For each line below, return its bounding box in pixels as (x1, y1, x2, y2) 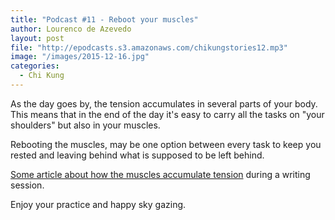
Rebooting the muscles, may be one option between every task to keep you (10, 138, 322, 150)
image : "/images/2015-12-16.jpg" (10, 52, 150, 62)
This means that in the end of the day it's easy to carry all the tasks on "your (10, 108, 325, 120)
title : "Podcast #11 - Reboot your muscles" (10, 14, 199, 25)
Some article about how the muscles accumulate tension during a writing (10, 168, 311, 180)
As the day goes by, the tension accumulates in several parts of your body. (10, 97, 318, 110)
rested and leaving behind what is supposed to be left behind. (10, 149, 265, 161)
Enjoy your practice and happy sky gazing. (10, 198, 187, 210)
